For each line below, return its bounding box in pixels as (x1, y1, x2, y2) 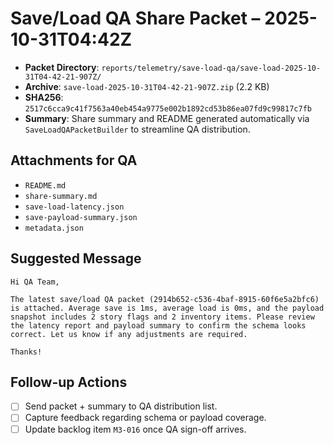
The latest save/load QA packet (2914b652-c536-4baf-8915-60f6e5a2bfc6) (10, 294, 320, 304)
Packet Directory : (24, 61, 100, 73)
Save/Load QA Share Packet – (10, 7, 261, 30)
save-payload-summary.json (24, 212, 138, 222)
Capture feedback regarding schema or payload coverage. (24, 412, 267, 424)
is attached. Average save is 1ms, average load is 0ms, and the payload (10, 303, 325, 313)
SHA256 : (24, 91, 64, 103)
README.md (24, 180, 67, 191)
